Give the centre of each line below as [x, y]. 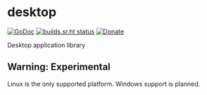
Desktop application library [46, 45]
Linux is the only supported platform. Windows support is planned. [104, 84]
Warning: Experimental [59, 67]
